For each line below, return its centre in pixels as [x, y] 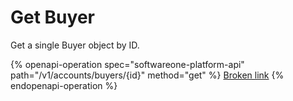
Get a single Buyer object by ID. [75, 45]
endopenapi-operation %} [64, 85]
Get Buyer [52, 17]
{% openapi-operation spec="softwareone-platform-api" [127, 64]
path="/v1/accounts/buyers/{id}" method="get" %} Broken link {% [147, 75]
